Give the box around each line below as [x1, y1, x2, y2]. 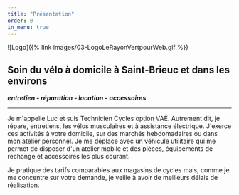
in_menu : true [7, 23, 50, 31]
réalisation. [7, 181, 40, 189]
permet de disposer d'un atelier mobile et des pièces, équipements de [7, 144, 213, 153]
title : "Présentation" [7, 10, 75, 18]
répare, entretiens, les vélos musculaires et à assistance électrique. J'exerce [7, 122, 232, 130]
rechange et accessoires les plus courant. [7, 152, 130, 161]
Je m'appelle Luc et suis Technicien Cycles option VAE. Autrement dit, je [7, 115, 221, 123]
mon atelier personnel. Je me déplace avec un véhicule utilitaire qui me [7, 137, 216, 146]
